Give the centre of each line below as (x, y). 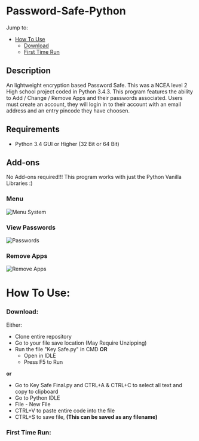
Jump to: (17, 28)
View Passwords (31, 227)
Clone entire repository (43, 336)
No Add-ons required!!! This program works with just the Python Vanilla (94, 177)
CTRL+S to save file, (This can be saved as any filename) (86, 416)
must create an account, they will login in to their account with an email (94, 104)
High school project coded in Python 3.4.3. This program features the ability (99, 92)
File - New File (33, 404)
